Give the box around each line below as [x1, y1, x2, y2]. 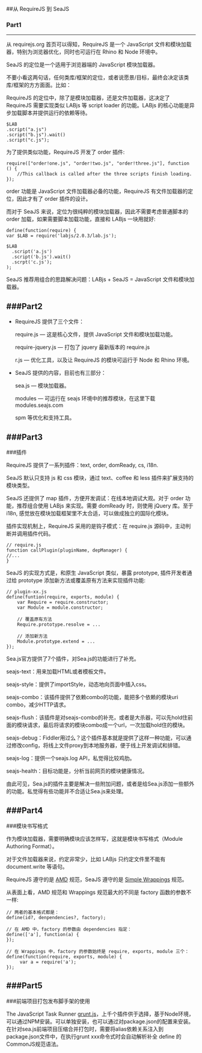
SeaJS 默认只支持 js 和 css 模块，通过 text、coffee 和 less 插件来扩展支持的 [6, 474, 194, 481]
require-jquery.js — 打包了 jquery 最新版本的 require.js [14, 344, 150, 351]
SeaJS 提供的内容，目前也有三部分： [14, 369, 106, 377]
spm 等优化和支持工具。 [14, 414, 75, 421]
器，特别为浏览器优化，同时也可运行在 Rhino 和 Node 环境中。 [6, 48, 161, 55]
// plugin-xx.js [6, 588, 47, 595]
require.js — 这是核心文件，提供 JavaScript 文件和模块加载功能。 [14, 331, 176, 338]
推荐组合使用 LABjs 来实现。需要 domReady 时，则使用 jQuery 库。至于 [16, 502, 194, 509]
